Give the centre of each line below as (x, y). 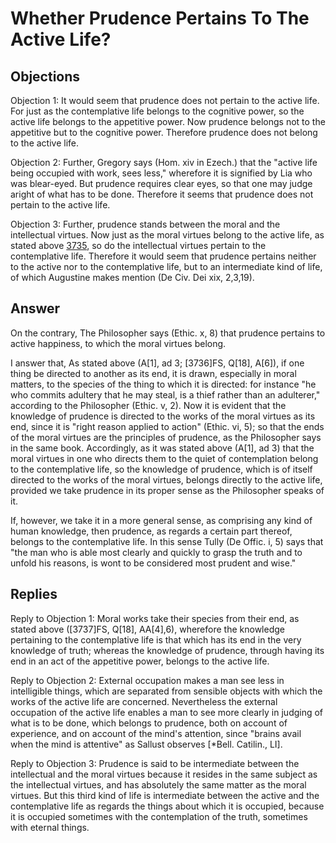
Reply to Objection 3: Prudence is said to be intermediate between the (155, 763)
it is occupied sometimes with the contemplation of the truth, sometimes (159, 816)
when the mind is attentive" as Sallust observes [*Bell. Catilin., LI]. (146, 744)
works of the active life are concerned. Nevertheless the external (144, 701)
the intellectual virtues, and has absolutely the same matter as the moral (158, 784)
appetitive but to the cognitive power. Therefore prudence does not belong (164, 132)
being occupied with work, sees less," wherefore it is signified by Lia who (161, 173)
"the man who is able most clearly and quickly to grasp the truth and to (156, 552)
